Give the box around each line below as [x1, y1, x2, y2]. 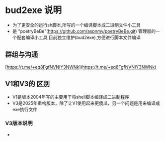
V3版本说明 [5, 120, 33, 127]
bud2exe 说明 [5, 4, 62, 16]
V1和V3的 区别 [5, 80, 50, 88]
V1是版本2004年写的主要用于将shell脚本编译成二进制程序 [12, 94, 130, 100]
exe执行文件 [12, 106, 38, 112]
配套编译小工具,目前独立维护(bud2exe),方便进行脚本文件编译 [16, 34, 141, 40]
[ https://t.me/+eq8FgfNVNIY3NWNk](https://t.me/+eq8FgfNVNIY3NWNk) [5, 64, 157, 70]
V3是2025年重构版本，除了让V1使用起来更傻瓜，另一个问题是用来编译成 [12, 100, 160, 106]
